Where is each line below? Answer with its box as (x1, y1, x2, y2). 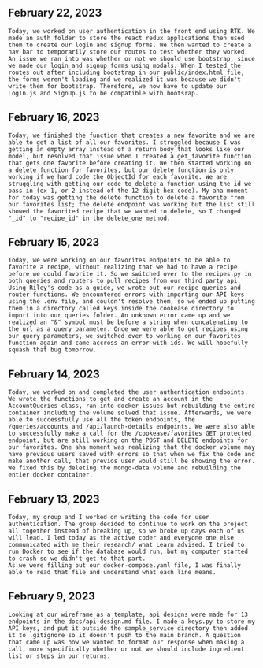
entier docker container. (8, 471, 93, 479)
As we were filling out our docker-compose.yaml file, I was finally (8, 562, 242, 570)
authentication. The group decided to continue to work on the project (8, 520, 248, 529)
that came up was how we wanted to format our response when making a (8, 638, 245, 646)
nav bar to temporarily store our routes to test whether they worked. (8, 47, 248, 56)
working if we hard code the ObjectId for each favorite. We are (8, 173, 227, 180)
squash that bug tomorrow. (8, 346, 97, 354)
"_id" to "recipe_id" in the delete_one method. (8, 214, 171, 222)
